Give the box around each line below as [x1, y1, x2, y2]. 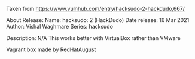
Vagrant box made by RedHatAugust [6, 46, 96, 53]
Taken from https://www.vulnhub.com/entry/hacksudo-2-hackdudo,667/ [6, 5, 185, 12]
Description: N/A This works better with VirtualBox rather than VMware [6, 35, 181, 41]
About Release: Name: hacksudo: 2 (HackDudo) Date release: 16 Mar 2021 [6, 17, 190, 23]
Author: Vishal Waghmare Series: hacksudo [6, 23, 114, 30]
